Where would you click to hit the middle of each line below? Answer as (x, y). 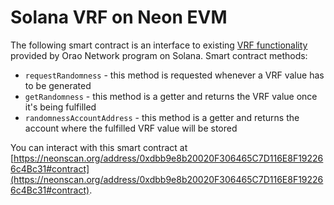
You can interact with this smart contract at (99, 147)
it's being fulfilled (60, 107)
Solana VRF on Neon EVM (119, 17)
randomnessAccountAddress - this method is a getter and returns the (162, 117)
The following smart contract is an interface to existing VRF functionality (159, 45)
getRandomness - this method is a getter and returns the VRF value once (171, 96)
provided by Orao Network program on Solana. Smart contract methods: (159, 55)
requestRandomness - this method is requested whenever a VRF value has (174, 75)
